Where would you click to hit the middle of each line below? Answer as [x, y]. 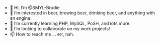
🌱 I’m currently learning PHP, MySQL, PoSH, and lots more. [70, 23]
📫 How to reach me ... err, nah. [42, 34]
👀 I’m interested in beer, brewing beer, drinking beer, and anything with [82, 13]
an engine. [21, 18]
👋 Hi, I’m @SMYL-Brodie [35, 8]
